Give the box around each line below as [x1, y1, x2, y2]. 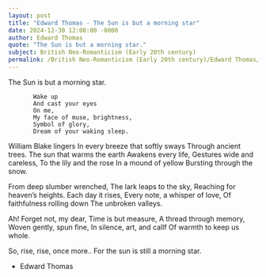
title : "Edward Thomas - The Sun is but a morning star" [8, 19, 200, 27]
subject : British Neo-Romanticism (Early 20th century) [8, 48, 196, 56]
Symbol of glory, [32, 120, 90, 128]
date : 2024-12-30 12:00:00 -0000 [8, 26, 119, 34]
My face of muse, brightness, [32, 113, 133, 121]
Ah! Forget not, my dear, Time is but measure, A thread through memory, [8, 214, 245, 223]
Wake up [32, 93, 59, 101]
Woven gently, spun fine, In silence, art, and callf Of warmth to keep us [8, 222, 240, 232]
